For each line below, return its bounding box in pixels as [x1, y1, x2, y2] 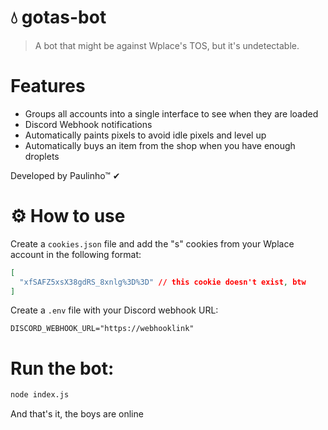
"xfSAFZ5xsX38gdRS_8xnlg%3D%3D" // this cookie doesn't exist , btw [19, 277, 307, 287]
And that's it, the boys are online [10, 408, 144, 420]
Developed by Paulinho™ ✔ [10, 169, 121, 181]
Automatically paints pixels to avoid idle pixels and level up [24, 129, 267, 141]
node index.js [10, 390, 70, 400]
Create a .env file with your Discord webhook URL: [10, 304, 219, 316]
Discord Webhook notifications [24, 118, 153, 130]
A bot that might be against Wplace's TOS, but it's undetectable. [34, 39, 300, 51]
